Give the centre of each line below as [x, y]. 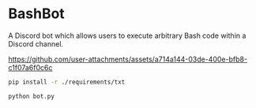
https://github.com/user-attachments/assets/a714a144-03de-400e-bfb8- [128, 59]
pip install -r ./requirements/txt [67, 82]
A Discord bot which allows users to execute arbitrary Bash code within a [127, 35]
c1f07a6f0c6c [30, 67]
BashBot [36, 14]
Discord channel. [36, 43]
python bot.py [32, 96]
